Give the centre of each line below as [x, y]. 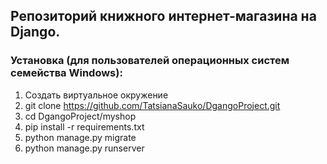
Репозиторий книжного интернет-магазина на [163, 16]
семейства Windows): [66, 73]
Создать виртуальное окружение [96, 95]
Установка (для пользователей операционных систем [150, 61]
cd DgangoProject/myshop [80, 116]
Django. [35, 32]
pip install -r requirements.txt [84, 126]
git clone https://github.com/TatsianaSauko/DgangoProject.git [152, 105]
